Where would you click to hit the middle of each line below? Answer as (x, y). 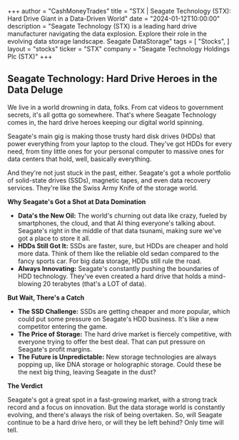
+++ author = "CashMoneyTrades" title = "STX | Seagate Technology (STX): (119, 11)
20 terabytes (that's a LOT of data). (95, 283)
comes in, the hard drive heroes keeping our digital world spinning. (106, 122)
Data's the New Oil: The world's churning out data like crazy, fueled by (122, 215)
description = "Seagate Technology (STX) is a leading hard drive (102, 26)
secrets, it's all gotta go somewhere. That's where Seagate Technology (112, 115)
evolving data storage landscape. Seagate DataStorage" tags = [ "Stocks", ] (118, 41)
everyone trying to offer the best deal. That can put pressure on (111, 342)
